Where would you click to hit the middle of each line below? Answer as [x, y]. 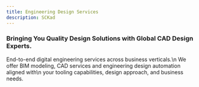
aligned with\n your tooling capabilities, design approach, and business [95, 72]
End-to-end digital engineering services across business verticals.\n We [96, 59]
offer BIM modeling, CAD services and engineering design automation [93, 66]
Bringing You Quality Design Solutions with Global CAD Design [100, 39]
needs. [15, 79]
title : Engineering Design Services [52, 12]
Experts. [19, 46]
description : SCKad [31, 18]
